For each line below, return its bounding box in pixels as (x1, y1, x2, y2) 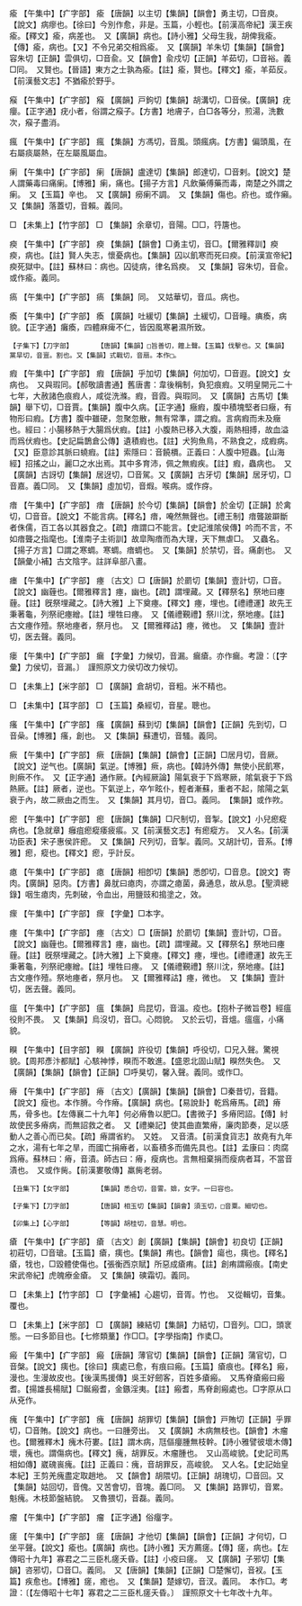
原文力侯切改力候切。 (102, 662, 182, 672)
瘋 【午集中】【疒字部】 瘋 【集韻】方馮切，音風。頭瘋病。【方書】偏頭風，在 (9, 136, 292, 147)
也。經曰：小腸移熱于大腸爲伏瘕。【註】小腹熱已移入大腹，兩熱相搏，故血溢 (9, 424, 289, 435)
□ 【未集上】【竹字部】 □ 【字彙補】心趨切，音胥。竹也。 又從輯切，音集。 (9, 1289, 290, 1299)
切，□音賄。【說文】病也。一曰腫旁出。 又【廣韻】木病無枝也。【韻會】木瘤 (9, 1425, 289, 1436)
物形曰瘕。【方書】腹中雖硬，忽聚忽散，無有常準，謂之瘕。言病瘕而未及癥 (9, 413, 281, 423)
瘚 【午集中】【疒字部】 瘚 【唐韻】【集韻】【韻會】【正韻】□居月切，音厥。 (9, 750, 283, 760)
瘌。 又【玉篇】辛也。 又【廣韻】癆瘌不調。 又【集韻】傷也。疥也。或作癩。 (9, 189, 293, 200)
